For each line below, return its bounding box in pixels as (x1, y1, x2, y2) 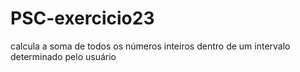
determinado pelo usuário (10, 50, 117, 62)
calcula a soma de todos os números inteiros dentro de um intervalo (10, 40, 291, 52)
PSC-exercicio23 (10, 7, 155, 30)
